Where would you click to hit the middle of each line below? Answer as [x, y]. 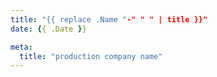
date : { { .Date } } [48, 29]
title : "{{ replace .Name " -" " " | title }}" [109, 19]
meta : [21, 47]
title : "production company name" [91, 56]
